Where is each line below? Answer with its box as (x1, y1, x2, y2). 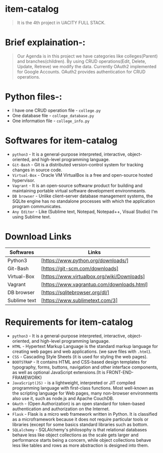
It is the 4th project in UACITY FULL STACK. (17, 20, 106, 26)
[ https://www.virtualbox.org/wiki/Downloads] (41, 273, 145, 280)
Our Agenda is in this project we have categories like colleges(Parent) (17, 53, 158, 59)
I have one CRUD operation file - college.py (12, 107, 101, 113)
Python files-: (5, 91, 62, 103)
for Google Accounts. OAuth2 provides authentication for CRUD (17, 69, 146, 75)
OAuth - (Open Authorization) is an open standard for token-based (12, 400, 145, 406)
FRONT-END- (106, 369, 134, 375)
